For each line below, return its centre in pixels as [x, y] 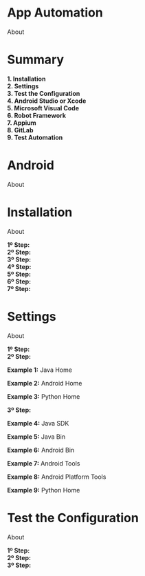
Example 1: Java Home [40, 370]
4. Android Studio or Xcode [47, 101]
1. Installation [26, 79]
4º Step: [19, 266]
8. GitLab [20, 130]
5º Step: [19, 274]
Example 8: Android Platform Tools [57, 477]
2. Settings [23, 86]
